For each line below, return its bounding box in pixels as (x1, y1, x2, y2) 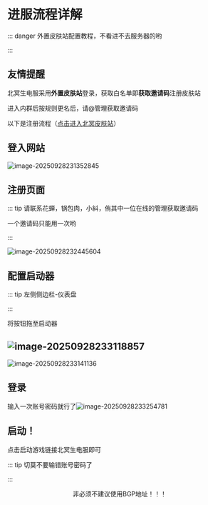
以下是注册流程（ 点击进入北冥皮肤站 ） (7, 119, 120, 127)
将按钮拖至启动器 (7, 319, 58, 328)
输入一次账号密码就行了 (7, 401, 76, 411)
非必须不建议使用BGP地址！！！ (72, 489, 167, 498)
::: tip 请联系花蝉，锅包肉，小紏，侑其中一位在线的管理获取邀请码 (7, 204, 199, 213)
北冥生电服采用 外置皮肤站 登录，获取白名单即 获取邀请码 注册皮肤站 (7, 89, 201, 97)
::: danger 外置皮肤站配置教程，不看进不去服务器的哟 (7, 31, 162, 40)
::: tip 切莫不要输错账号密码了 (7, 460, 93, 469)
